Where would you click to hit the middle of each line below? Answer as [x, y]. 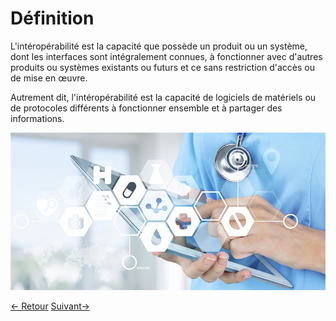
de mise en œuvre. [49, 78]
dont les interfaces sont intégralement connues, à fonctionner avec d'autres [166, 56]
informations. [37, 118]
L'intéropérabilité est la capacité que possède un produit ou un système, [159, 46]
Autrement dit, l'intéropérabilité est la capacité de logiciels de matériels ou [163, 97]
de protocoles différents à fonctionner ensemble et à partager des [146, 108]
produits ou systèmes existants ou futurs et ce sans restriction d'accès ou [162, 67]
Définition [52, 18]
